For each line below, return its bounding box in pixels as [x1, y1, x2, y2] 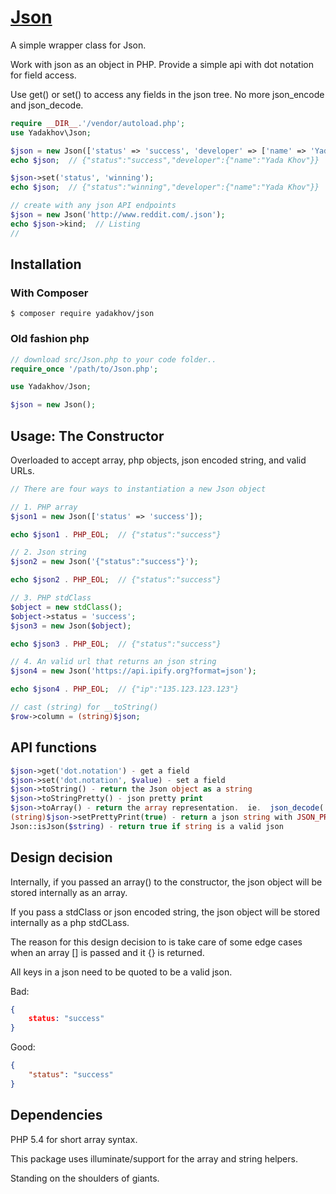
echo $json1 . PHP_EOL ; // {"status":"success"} [10, 529, 222, 540]
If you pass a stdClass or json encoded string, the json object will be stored [10, 906, 321, 918]
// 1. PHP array [10, 502, 78, 512]
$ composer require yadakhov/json [10, 309, 155, 319]
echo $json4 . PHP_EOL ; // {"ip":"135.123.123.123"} [10, 684, 240, 695]
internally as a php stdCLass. [10, 916, 130, 928]
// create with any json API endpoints [10, 201, 177, 211]
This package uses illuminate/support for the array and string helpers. [10, 1152, 298, 1165]
